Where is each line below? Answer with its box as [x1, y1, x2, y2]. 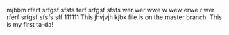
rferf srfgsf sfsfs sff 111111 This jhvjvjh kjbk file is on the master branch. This [6, 13, 223, 21]
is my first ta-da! [6, 21, 53, 28]
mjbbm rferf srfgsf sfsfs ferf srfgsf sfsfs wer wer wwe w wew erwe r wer [6, 6, 215, 14]
